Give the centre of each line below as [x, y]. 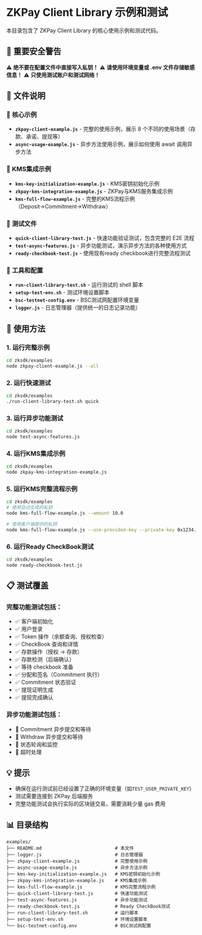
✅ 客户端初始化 [34, 621]
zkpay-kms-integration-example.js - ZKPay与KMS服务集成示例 [94, 191]
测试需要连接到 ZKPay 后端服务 [54, 796]
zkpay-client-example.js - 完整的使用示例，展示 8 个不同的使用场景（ [103, 129]
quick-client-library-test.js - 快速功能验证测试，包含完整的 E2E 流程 [105, 238]
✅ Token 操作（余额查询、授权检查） [61, 637]
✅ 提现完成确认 [34, 697]
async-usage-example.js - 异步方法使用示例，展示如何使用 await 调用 [101, 144]
